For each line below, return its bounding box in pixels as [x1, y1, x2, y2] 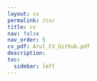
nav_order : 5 [7, 37, 46, 44]
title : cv [7, 23, 37, 30]
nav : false [7, 30, 40, 37]
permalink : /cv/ [7, 17, 55, 24]
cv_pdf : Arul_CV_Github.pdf [7, 43, 91, 50]
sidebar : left [13, 63, 55, 70]
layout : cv [7, 10, 40, 18]
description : [7, 50, 46, 57]
